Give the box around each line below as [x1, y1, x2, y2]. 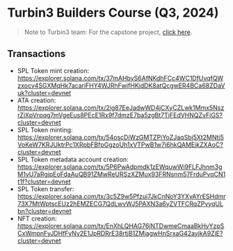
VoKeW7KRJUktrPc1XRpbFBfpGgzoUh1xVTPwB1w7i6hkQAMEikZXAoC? [17, 140, 224, 149]
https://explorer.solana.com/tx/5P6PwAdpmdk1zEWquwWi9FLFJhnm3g [17, 162, 223, 171]
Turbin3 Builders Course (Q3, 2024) [7, 5, 219, 21]
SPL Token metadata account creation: [17, 155, 129, 163]
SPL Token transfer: [17, 184, 74, 193]
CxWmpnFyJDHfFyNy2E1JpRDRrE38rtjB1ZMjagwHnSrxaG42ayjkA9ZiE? [17, 229, 223, 237]
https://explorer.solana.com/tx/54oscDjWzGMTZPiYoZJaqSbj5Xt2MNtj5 [17, 133, 225, 141]
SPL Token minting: [17, 125, 73, 133]
